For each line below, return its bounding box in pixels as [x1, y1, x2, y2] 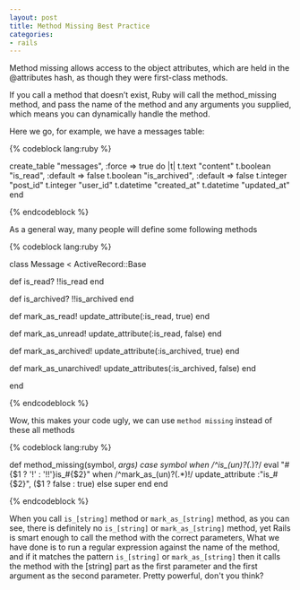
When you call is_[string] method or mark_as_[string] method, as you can [9, 513, 290, 525]
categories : [9, 30, 54, 39]
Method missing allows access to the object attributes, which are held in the [9, 63, 290, 74]
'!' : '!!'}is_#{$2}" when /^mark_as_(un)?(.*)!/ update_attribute [29, 469, 256, 480]
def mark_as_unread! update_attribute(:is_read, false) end [9, 328, 222, 339]
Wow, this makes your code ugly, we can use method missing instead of [9, 415, 273, 426]
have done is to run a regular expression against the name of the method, [9, 542, 280, 552]
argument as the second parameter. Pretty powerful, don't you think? [9, 570, 264, 581]
